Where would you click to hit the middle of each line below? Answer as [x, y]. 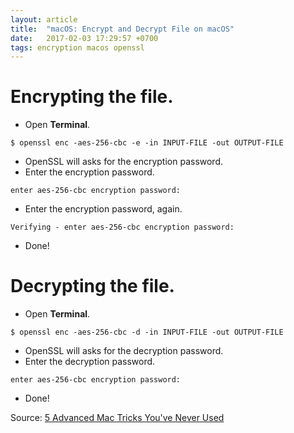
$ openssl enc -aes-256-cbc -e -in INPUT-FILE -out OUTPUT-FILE [147, 143]
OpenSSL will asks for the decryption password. [124, 351]
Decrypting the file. [92, 286]
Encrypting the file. [92, 97]
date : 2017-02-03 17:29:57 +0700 [84, 38]
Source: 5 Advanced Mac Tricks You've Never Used [117, 418]
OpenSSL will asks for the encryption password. [124, 162]
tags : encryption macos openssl [77, 47]
